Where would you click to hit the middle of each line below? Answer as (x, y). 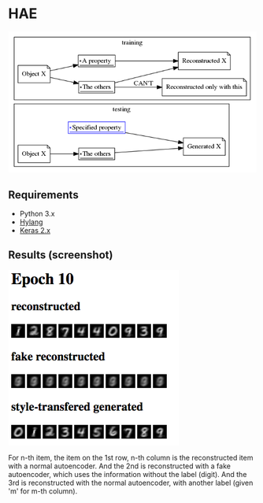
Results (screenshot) (61, 255)
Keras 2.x (35, 230)
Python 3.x (37, 214)
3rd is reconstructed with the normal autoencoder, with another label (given (131, 483)
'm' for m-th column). (43, 491)
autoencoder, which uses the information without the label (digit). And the (128, 474)
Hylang (31, 222)
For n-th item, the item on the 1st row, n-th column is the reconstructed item (131, 457)
